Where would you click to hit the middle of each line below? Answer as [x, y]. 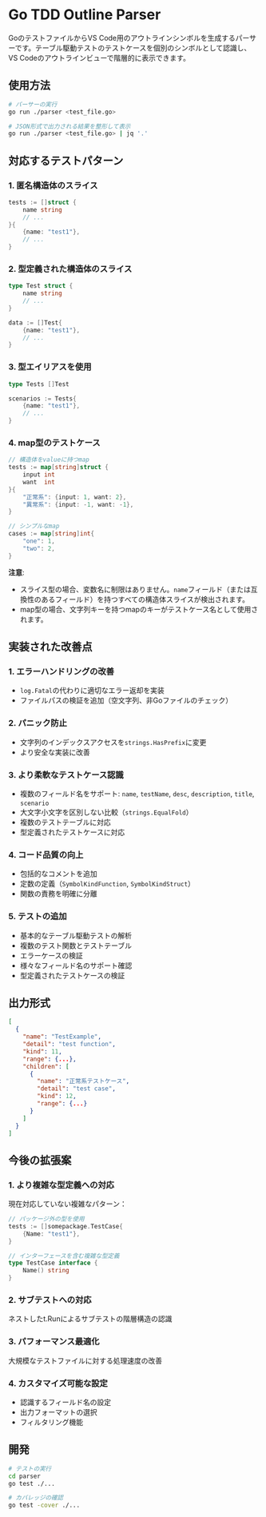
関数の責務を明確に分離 [58, 894]
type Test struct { [41, 286]
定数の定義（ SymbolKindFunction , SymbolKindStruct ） [107, 884]
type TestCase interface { [53, 1263]
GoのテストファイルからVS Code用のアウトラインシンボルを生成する [122, 38]
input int [39, 475]
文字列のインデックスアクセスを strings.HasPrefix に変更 [113, 742]
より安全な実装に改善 [55, 752]
